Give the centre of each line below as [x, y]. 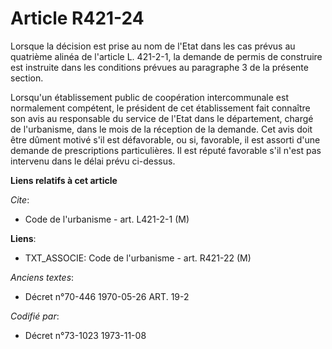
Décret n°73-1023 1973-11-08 [85, 335]
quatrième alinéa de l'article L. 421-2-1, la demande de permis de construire [166, 56]
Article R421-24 [77, 18]
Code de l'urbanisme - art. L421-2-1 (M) [107, 219]
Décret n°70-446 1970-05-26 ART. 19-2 [107, 296]
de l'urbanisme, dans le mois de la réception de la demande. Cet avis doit [161, 129]
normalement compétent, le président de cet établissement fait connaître [160, 108]
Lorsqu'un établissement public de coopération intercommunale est [149, 97]
